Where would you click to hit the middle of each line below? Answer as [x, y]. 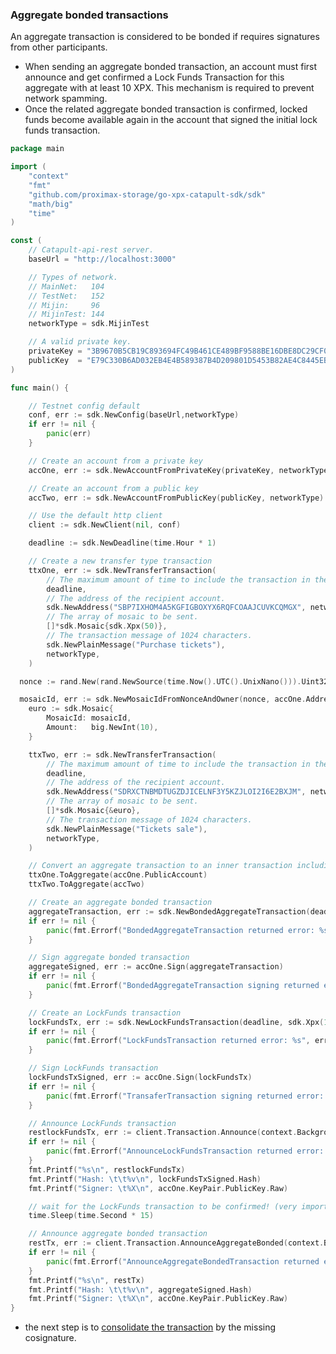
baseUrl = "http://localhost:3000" [102, 259]
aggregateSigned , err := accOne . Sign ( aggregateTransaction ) [156, 967]
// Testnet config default [84, 406]
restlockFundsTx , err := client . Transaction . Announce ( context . [163, 1133]
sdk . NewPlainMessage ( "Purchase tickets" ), [136, 644]
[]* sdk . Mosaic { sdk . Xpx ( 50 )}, [107, 626]
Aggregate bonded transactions [89, 15]
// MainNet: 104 [66, 286]
